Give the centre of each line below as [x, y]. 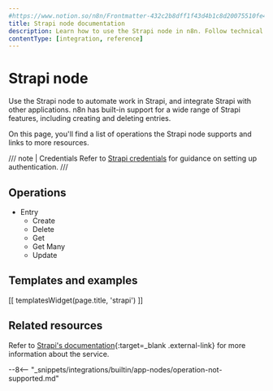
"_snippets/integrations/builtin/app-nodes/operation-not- [127, 369]
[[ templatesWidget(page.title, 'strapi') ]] [76, 300]
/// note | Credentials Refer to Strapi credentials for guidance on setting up [133, 158]
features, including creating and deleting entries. [90, 118]
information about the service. [59, 354]
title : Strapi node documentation [67, 24]
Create [43, 221]
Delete [43, 229]
